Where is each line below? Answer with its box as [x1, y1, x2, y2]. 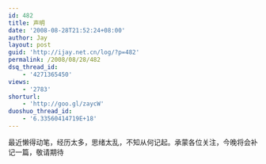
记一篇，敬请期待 [8, 147, 64, 157]
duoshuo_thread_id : [8, 108, 73, 116]
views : [8, 78, 30, 86]
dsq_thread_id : [8, 63, 59, 71]
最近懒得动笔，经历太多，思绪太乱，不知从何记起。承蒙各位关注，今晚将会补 [8, 137, 258, 147]
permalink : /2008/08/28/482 [8, 56, 101, 64]
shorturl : [8, 93, 41, 101]
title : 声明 [8, 19, 45, 27]
